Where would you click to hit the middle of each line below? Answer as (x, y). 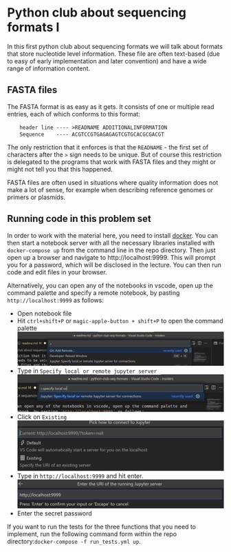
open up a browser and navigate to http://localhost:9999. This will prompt (111, 257)
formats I (33, 27)
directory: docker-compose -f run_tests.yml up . (74, 541)
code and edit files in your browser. (57, 272)
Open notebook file (44, 313)
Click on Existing (42, 417)
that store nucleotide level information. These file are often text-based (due (113, 54)
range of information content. (49, 68)
